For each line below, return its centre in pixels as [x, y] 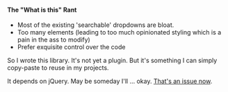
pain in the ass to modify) [54, 40]
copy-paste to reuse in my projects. [58, 68]
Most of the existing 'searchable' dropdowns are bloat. [96, 25]
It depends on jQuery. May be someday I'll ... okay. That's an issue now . [110, 81]
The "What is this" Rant [42, 10]
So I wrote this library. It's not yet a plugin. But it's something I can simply [112, 61]
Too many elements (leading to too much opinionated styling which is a [119, 33]
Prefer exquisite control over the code [71, 47]
